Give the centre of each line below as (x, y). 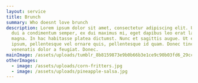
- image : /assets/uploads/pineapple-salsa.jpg (70, 71)
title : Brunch (24, 17)
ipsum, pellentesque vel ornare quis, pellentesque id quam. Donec (96, 44)
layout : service (26, 11)
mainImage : (19, 55)
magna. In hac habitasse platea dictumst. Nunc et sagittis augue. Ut (100, 39)
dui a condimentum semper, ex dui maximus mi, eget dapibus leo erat (98, 33)
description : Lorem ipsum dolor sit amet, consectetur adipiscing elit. (97, 28)
